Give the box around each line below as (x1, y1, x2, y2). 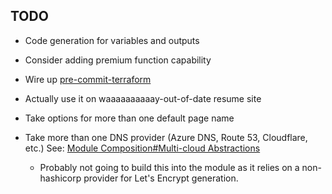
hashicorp (39, 172, 82, 184)
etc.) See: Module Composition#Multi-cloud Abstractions (24, 142, 261, 154)
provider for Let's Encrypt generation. (83, 172, 239, 184)
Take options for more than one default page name (24, 112, 235, 124)
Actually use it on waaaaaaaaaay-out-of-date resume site (24, 92, 262, 104)
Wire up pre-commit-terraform (24, 73, 152, 85)
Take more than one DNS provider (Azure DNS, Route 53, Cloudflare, (24, 131, 308, 143)
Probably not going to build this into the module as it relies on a (39, 161, 300, 173)
